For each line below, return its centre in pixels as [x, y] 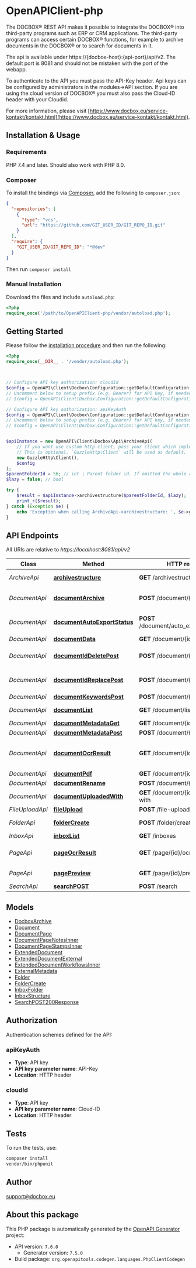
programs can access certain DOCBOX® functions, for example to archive [95, 39]
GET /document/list [166, 710]
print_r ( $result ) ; [39, 501]
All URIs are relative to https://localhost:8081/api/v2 [68, 550]
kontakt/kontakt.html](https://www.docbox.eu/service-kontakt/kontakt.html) [97, 117]
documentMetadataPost [88, 733]
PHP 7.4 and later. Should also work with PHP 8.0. [66, 165]
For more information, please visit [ [48, 111]
